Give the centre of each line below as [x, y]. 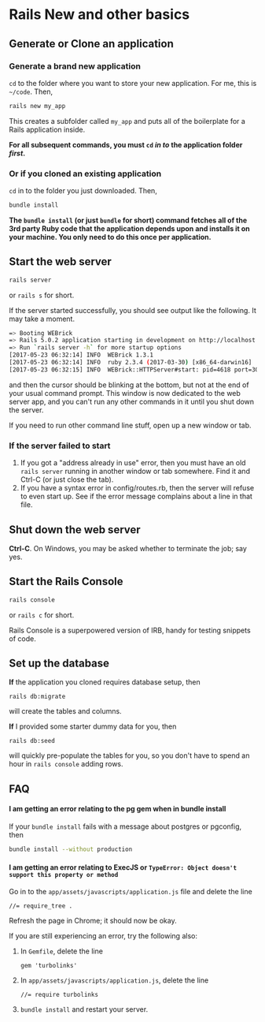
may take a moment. [42, 319]
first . [17, 153]
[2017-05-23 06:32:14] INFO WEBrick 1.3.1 [81, 355]
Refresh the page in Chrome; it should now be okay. [93, 921]
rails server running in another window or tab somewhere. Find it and [135, 472]
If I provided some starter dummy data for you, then [93, 726]
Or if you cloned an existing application [85, 173]
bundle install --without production [71, 849]
